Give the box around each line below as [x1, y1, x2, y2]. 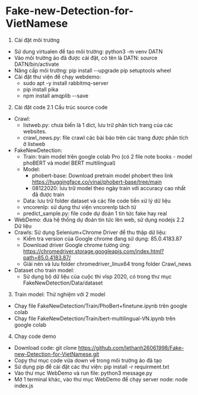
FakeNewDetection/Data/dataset [23, 279, 103, 286]
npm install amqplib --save [23, 92, 89, 99]
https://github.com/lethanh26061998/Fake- [78, 344, 184, 351]
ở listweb [23, 140, 46, 147]
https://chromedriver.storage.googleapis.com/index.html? [23, 248, 164, 255]
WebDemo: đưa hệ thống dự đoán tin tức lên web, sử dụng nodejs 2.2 [14, 216, 185, 223]
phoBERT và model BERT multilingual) [23, 159, 116, 166]
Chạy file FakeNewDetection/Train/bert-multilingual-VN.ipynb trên [14, 315, 176, 322]
